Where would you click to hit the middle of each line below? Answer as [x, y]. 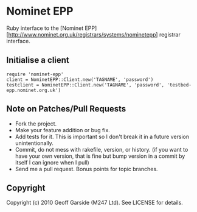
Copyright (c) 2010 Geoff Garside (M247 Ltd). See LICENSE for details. [95, 203]
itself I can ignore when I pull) [52, 162]
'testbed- [179, 85]
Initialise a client [38, 60]
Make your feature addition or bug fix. [63, 130]
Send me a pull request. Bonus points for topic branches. [86, 169]
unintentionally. [34, 143]
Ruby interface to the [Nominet [45, 28]
